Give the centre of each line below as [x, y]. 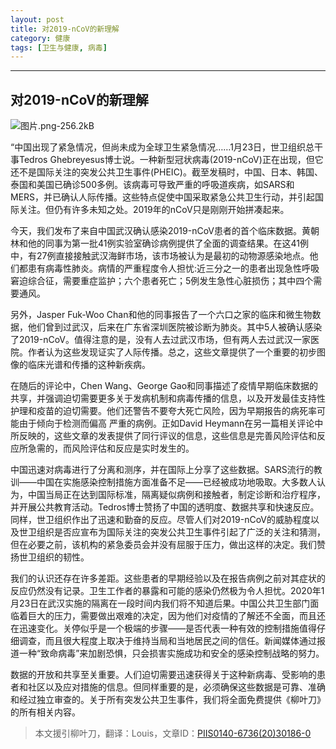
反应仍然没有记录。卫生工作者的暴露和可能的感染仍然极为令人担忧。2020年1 [167, 591]
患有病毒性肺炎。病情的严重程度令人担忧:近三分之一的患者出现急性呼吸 [173, 268]
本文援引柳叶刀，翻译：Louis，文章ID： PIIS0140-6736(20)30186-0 [173, 733]
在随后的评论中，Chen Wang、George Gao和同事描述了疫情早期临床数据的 [164, 386]
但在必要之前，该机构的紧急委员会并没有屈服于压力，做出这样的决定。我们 [163, 545]
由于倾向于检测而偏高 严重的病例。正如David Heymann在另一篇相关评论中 [171, 423]
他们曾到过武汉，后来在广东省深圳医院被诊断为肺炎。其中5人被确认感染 [175, 327]
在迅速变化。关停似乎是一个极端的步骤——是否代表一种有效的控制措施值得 [163, 628]
